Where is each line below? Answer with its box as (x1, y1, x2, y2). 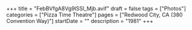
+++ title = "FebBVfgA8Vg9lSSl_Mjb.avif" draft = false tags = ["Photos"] (6, 5, 186, 12)
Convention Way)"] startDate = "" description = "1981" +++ (6, 18, 153, 24)
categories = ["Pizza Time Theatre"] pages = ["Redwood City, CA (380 (6, 11, 183, 18)
